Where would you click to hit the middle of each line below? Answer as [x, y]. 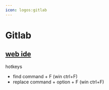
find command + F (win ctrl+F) [45, 76]
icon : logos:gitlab [26, 10]
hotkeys [14, 66]
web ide [18, 54]
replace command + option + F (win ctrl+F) [58, 82]
